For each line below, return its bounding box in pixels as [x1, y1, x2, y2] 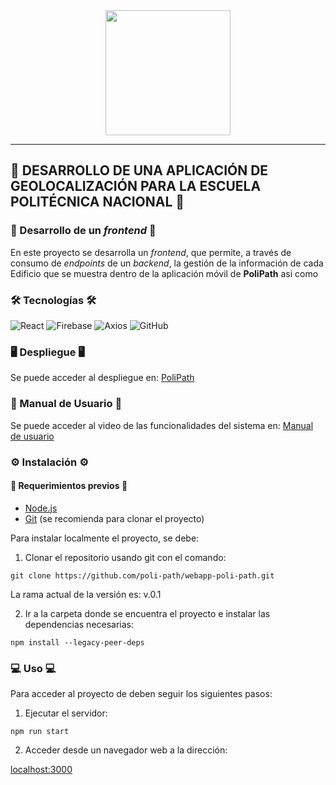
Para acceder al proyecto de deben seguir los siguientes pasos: [10, 688, 273, 699]
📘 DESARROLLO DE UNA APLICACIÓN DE [10, 162, 269, 179]
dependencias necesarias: [24, 618, 135, 630]
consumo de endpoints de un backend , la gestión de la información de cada [10, 257, 324, 269]
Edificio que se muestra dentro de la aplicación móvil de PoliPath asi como [10, 267, 319, 279]
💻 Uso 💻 [10, 661, 57, 675]
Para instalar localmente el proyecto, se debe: [10, 532, 200, 544]
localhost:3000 [10, 764, 73, 775]
